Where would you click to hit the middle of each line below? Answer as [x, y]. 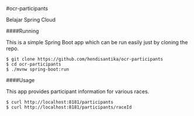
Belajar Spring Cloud [31, 20]
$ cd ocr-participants [34, 64]
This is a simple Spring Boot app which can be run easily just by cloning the [97, 42]
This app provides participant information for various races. [78, 92]
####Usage [20, 80]
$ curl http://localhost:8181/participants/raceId [69, 107]
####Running [22, 31]
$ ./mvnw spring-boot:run [37, 69]
